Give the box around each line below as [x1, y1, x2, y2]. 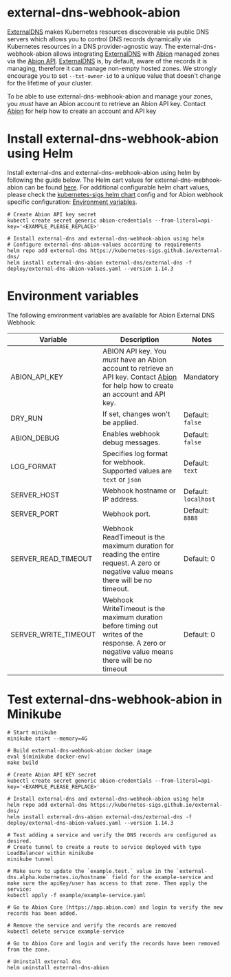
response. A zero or [102, 638, 166, 648]
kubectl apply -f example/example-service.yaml [7, 892, 146, 898]
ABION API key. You [102, 346, 166, 356]
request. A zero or [102, 558, 161, 568]
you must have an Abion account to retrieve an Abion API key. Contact [7, 99, 206, 107]
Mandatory [183, 372, 219, 382]
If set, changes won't [102, 409, 170, 418]
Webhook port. [102, 508, 151, 518]
